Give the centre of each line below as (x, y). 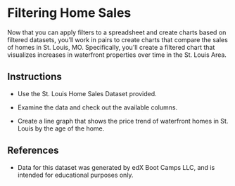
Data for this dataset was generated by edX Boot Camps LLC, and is (116, 167)
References (33, 151)
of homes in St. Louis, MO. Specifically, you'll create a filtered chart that (111, 47)
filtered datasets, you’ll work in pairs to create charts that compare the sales (118, 39)
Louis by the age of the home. (61, 128)
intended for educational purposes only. (75, 175)
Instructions (34, 77)
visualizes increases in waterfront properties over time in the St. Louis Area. (117, 55)
